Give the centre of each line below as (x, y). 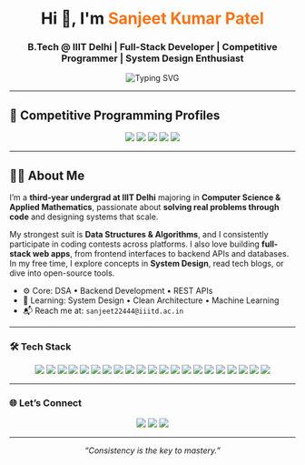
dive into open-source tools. (62, 273)
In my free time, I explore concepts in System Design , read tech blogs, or (147, 264)
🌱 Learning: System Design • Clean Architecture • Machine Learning (151, 300)
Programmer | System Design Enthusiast (152, 58)
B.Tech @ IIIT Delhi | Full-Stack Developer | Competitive (152, 47)
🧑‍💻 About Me (47, 175)
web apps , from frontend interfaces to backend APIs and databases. (161, 254)
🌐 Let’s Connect (45, 403)
